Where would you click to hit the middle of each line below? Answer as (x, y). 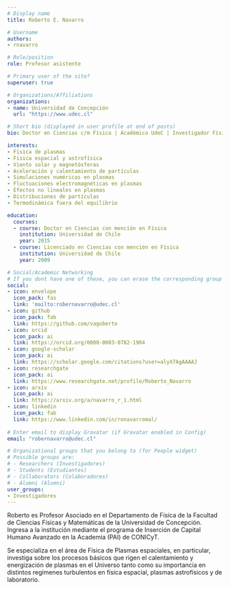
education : (23, 215)
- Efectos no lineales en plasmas (56, 190)
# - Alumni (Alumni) (37, 483)
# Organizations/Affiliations (50, 95)
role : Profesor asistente (44, 64)
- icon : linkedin (32, 407)
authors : (20, 38)
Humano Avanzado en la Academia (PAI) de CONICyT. (83, 537)
